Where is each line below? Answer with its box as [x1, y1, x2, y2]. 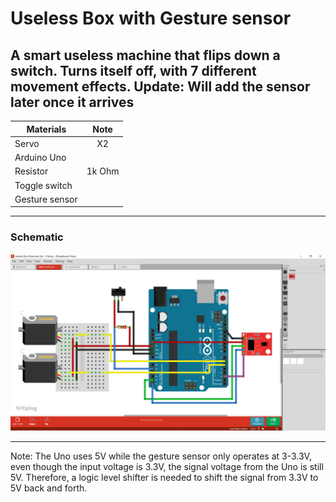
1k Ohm [86, 165, 120, 177]
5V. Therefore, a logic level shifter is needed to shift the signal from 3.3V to [10, 472, 319, 484]
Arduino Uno [14, 152, 67, 163]
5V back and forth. [10, 482, 88, 494]
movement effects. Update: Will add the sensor [10, 78, 311, 95]
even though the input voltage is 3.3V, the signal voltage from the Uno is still [10, 461, 324, 473]
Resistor [14, 165, 49, 177]
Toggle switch [14, 179, 73, 191]
